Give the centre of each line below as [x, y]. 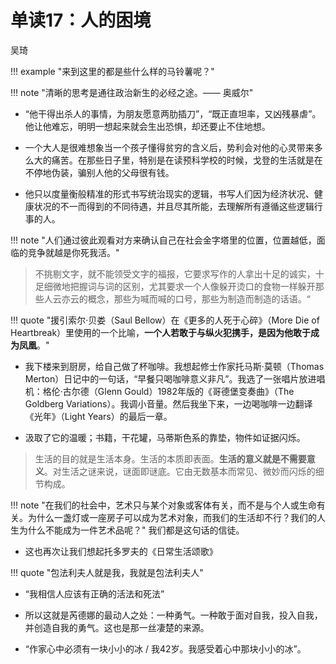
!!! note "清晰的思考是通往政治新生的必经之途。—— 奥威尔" [132, 92]
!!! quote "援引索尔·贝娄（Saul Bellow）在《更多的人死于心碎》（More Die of [165, 320]
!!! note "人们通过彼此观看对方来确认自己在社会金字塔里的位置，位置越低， [163, 240]
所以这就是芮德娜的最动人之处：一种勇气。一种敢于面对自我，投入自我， [173, 615]
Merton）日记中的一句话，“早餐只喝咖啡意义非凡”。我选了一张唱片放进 [170, 378]
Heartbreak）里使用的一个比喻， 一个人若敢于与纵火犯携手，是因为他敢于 [161, 332]
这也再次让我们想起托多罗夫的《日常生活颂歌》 [121, 551]
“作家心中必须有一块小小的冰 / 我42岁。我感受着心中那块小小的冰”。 [165, 648]
